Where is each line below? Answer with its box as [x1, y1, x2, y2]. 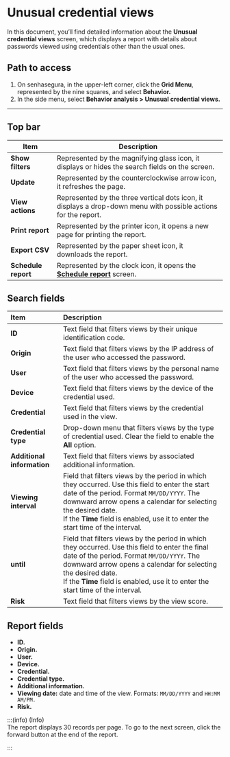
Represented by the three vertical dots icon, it [56, 192, 203, 202]
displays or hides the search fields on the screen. [56, 161, 215, 171]
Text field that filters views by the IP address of [62, 344, 214, 354]
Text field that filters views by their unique [62, 324, 198, 334]
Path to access [7, 62, 72, 74]
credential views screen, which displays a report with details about [7, 34, 197, 43]
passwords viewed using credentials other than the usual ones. [7, 42, 186, 50]
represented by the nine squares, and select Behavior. [16, 87, 171, 95]
